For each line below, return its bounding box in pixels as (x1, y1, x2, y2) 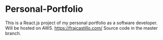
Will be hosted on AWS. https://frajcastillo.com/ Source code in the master (5, 25, 158, 31)
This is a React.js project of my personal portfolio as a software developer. (5, 20, 158, 26)
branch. (5, 30, 21, 36)
